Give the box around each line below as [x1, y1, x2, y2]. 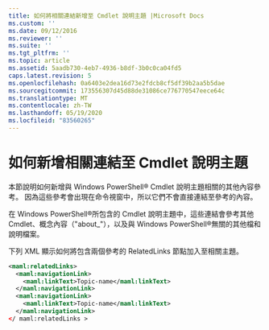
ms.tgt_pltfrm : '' [8, 49, 70, 57]
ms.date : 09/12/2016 [8, 27, 78, 35]
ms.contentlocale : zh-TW [8, 101, 92, 109]
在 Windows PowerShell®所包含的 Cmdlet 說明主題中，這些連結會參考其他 [8, 208, 255, 218]
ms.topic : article [8, 57, 70, 65]
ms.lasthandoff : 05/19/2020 [8, 109, 103, 118]
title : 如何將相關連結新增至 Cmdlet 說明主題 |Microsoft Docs [8, 11, 205, 20]
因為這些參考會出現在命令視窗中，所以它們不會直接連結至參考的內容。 [23, 192, 258, 201]
